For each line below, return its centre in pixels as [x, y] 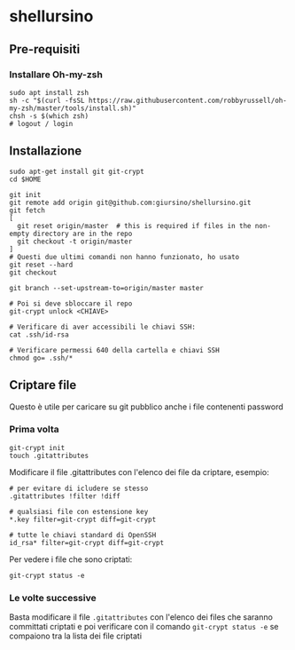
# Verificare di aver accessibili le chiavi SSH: [103, 327]
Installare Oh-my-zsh [56, 75]
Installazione [46, 151]
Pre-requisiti [45, 49]
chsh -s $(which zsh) [49, 116]
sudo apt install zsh [49, 92]
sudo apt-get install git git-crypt [77, 171]
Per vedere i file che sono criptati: [71, 559]
